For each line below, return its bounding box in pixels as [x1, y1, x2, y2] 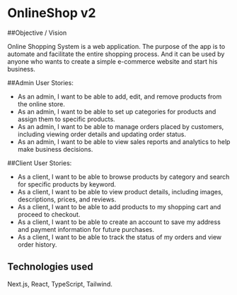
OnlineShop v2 [7, 5, 96, 21]
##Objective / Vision [7, 28, 67, 37]
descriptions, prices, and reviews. [17, 195, 117, 204]
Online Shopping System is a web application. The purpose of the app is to [7, 42, 226, 50]
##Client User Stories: [7, 158, 72, 167]
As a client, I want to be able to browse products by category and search [17, 172, 230, 181]
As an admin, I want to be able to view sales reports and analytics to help [17, 137, 231, 146]
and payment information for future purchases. [17, 225, 154, 233]
